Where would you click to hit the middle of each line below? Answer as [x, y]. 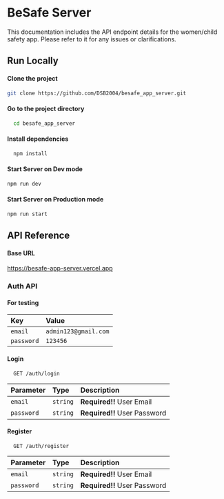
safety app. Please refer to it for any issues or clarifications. [92, 39]
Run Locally [33, 61]
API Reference [39, 236]
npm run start [28, 214]
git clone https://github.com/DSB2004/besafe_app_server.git [97, 93]
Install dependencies [38, 139]
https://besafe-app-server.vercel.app [60, 268]
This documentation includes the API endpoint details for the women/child [112, 32]
